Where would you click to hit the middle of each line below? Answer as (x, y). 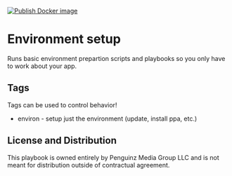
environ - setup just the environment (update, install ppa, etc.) (107, 119)
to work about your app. (42, 66)
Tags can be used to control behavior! (62, 104)
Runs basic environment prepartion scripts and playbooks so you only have (116, 58)
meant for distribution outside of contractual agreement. (89, 165)
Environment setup (64, 39)
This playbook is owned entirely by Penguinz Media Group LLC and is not (113, 157)
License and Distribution (62, 141)
